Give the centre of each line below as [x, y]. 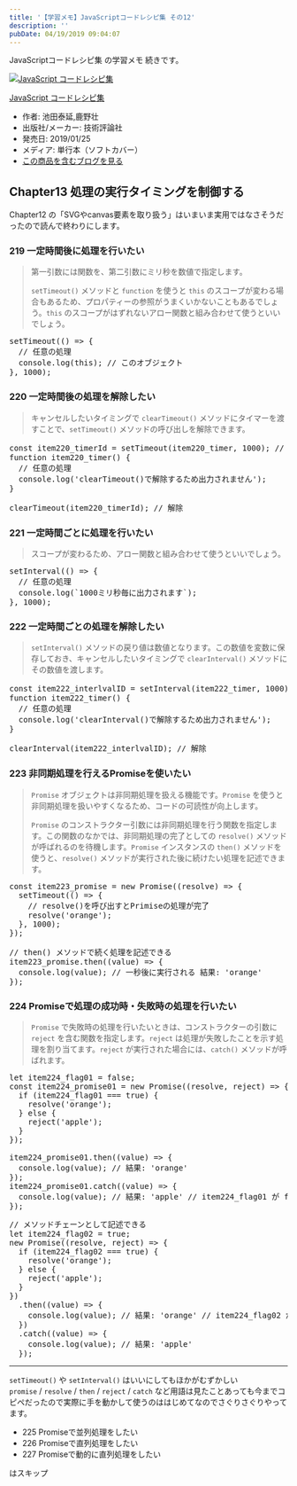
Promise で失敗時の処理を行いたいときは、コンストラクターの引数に [154, 1027]
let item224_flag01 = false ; [72, 1077]
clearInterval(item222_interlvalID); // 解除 [108, 749]
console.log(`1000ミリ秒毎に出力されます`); [107, 593]
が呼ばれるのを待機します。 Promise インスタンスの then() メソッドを [156, 847]
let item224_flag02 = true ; [70, 1234]
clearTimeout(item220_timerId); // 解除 [96, 508]
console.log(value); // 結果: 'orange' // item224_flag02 [154, 1315]
